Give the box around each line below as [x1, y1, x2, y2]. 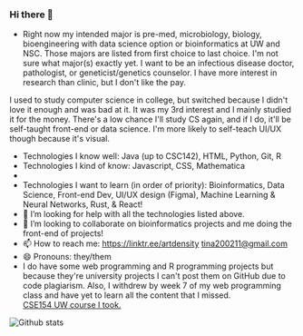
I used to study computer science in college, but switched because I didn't [9, 94, 288, 105]
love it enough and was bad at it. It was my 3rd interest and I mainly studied [9, 104, 292, 115]
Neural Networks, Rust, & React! [22, 199, 143, 210]
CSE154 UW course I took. [22, 300, 122, 311]
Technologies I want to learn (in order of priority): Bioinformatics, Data [22, 180, 286, 191]
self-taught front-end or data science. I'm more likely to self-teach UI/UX [9, 124, 282, 134]
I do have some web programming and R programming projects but [22, 261, 274, 272]
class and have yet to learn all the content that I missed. [22, 290, 231, 301]
